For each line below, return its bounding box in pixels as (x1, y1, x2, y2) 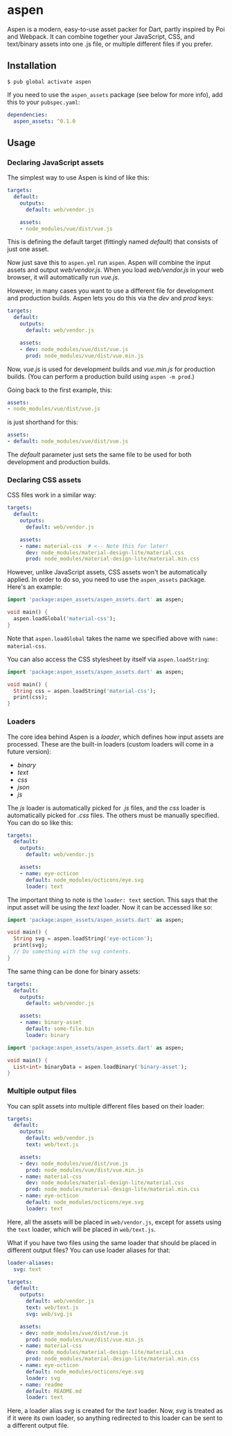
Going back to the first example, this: (7, 386, 113, 394)
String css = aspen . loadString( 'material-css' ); (13, 687, 157, 694)
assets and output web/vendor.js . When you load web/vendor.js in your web (7, 266, 224, 274)
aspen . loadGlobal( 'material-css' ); (13, 615, 116, 622)
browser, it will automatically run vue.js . (7, 273, 120, 282)
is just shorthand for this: (7, 418, 78, 427)
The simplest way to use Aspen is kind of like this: (7, 173, 150, 182)
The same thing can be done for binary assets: (7, 967, 141, 975)
